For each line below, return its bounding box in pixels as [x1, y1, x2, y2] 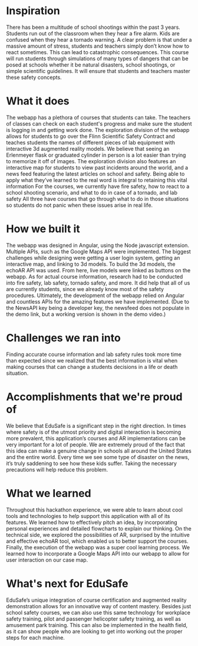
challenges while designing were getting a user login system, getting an [6, 254, 180, 261]
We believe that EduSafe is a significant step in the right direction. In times [6, 422, 187, 429]
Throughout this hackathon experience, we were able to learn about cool [6, 506, 183, 513]
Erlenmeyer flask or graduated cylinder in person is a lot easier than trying [6, 151, 186, 159]
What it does [6, 94, 70, 108]
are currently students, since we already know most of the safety [6, 285, 164, 292]
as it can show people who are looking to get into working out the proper [6, 628, 183, 635]
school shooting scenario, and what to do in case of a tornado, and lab [6, 189, 178, 196]
